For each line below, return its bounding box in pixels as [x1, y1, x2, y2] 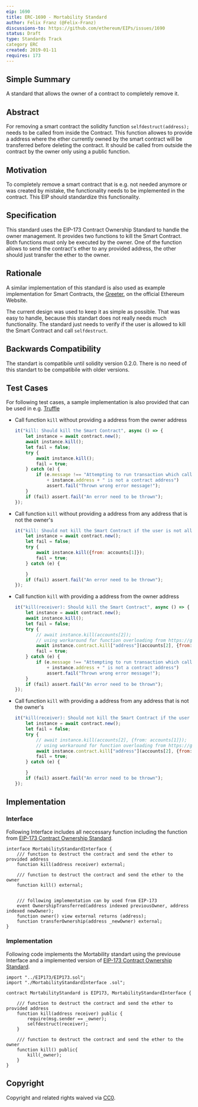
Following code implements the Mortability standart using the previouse [6, 950, 181, 958]
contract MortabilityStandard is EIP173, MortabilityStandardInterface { [6, 990, 192, 996]
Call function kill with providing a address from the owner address [14, 593, 179, 600]
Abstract [6, 107, 40, 117]
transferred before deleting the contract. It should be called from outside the [6, 142, 192, 149]
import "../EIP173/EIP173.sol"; [6, 974, 86, 981]
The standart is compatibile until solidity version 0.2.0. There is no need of [6, 360, 187, 367]
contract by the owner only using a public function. [6, 148, 131, 155]
